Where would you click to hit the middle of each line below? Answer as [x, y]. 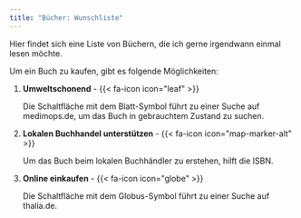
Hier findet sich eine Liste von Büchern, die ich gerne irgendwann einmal [145, 44]
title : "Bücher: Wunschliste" [67, 18]
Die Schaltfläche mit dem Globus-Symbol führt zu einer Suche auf [146, 195]
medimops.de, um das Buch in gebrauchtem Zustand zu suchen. [143, 115]
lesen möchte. [36, 53]
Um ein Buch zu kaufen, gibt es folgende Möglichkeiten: [114, 71]
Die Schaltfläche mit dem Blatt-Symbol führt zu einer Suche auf [141, 106]
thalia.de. [39, 205]
